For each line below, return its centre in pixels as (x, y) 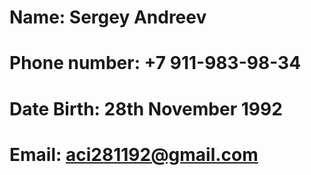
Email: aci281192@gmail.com (134, 154)
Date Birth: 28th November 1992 (146, 108)
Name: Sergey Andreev (108, 17)
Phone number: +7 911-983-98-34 (155, 63)
